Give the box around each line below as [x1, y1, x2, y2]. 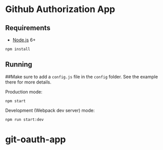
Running [5, 60, 33, 69]
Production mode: [5, 89, 43, 95]
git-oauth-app [5, 134, 66, 145]
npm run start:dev [5, 117, 44, 122]
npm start [5, 98, 26, 104]
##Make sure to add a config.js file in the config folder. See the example [5, 73, 158, 80]
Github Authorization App [5, 4, 116, 15]
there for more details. [5, 79, 51, 85]
